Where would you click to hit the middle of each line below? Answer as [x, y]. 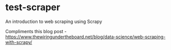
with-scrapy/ [19, 42]
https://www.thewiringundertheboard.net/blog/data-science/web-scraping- [85, 37]
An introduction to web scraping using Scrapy [54, 21]
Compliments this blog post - [36, 31]
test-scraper [33, 7]
